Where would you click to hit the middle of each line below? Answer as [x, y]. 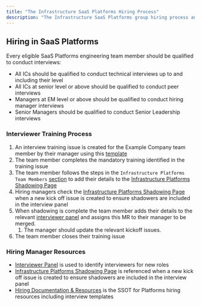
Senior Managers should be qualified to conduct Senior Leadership [98, 112]
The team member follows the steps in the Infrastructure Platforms [100, 172]
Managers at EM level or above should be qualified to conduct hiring [99, 99]
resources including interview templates [64, 296]
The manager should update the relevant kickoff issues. [92, 230]
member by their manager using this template [71, 153]
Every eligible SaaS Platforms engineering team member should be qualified [100, 56]
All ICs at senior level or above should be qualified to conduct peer [97, 87]
